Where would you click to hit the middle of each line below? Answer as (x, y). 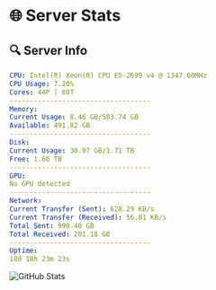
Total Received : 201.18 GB (60, 234)
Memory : (24, 109)
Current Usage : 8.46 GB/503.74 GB (74, 118)
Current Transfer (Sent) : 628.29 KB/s (82, 209)
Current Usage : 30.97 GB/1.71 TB (72, 150)
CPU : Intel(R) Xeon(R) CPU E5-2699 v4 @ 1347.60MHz (108, 75)
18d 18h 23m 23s (40, 259)
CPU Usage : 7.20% (42, 83)
